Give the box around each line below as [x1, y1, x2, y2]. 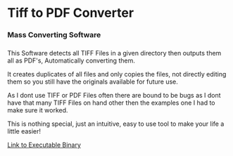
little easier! [7, 127, 41, 136]
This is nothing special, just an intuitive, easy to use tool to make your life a [7, 119, 225, 128]
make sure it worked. [7, 106, 68, 115]
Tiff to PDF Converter [7, 5, 134, 21]
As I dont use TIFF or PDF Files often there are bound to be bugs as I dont [7, 91, 221, 100]
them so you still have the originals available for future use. [7, 77, 178, 86]
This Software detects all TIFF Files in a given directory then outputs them [7, 49, 222, 58]
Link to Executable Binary [7, 141, 81, 149]
